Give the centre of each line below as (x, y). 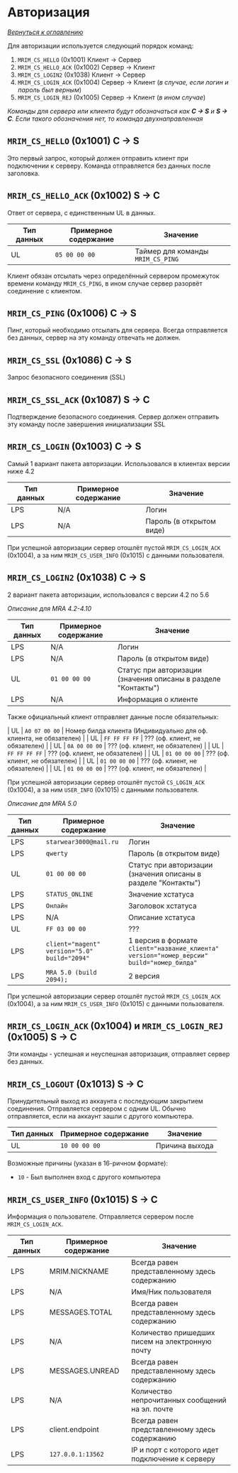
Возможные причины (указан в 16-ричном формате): (88, 1163)
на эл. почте (152, 1409)
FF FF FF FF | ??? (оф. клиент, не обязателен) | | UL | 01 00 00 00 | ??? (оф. (119, 753)
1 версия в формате (163, 940)
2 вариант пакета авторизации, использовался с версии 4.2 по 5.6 (108, 595)
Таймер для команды (172, 251)
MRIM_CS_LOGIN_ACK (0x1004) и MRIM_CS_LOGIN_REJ (115, 1026)
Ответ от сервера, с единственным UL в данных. (81, 212)
